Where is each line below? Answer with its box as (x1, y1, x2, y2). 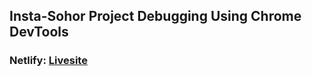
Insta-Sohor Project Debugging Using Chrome (9, 8, 302, 25)
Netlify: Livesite (9, 54, 88, 68)
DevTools (9, 24, 69, 41)
